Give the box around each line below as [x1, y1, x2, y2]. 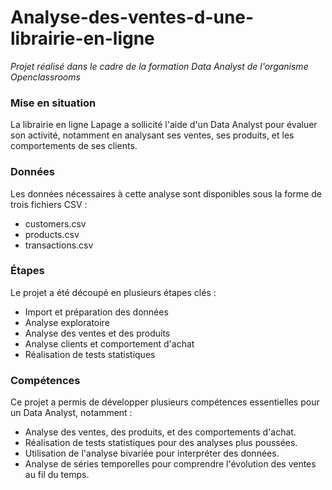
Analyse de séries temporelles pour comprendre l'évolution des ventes [24, 458, 317, 470]
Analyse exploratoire [24, 316, 110, 328]
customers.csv [24, 217, 87, 230]
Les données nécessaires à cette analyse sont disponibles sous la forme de [10, 187, 322, 200]
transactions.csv [24, 239, 94, 251]
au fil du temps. [24, 469, 90, 481]
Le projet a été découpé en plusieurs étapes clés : [10, 286, 217, 298]
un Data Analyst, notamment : [10, 407, 133, 419]
